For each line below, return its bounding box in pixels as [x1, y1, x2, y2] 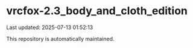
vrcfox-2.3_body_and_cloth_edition [6, 4, 188, 18]
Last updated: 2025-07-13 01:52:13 [6, 24, 93, 31]
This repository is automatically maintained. [6, 35, 115, 42]
